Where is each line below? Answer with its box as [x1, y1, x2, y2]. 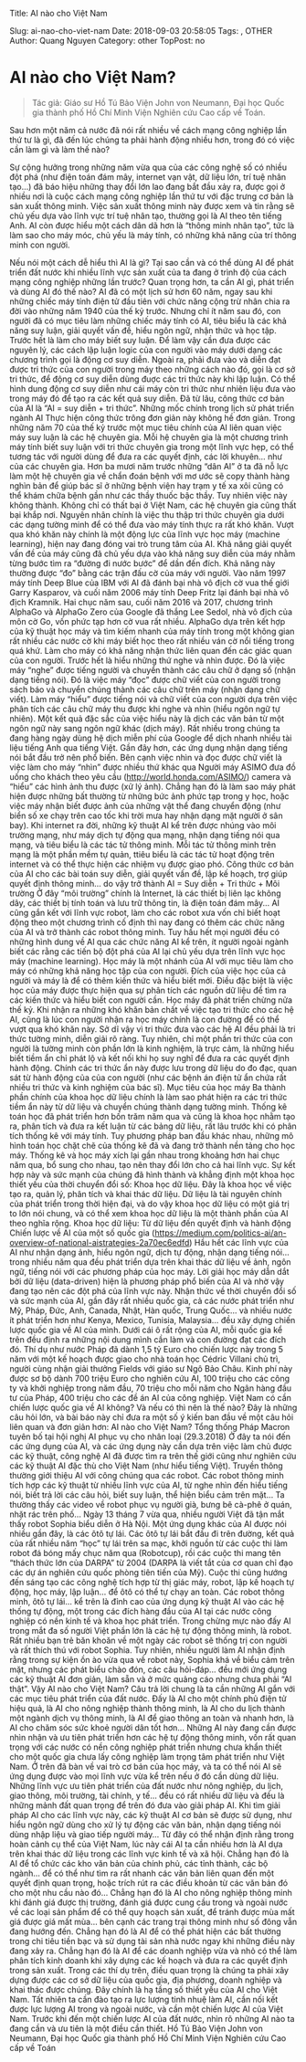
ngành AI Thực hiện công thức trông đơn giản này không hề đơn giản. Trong [9, 412, 296, 423]
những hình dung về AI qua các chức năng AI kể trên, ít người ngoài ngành [9, 936, 290, 947]
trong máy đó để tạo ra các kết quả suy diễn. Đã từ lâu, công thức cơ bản [9, 393, 285, 404]
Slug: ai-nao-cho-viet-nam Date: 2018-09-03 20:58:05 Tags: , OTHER [9, 26, 272, 36]
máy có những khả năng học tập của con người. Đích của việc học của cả [9, 965, 286, 976]
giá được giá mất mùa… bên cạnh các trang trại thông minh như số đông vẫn [9, 1916, 298, 1927]
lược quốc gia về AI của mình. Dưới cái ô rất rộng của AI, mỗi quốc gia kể [9, 1324, 283, 1335]
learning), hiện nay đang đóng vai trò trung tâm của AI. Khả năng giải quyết [9, 538, 292, 549]
